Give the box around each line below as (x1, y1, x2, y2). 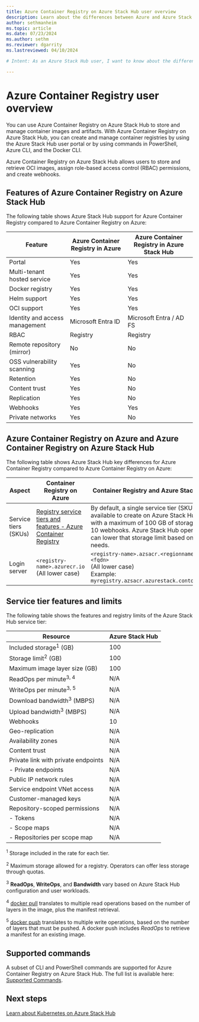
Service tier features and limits (6, 596, 123, 606)
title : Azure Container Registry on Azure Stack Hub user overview (6, 8, 176, 15)
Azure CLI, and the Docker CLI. (6, 146, 82, 153)
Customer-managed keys (9, 794, 81, 803)
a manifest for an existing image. (6, 931, 86, 938)
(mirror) (9, 348, 31, 357)
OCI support (9, 304, 43, 313)
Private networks (9, 414, 57, 422)
